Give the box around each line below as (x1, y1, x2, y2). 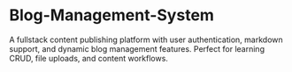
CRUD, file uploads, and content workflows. (9, 53, 168, 63)
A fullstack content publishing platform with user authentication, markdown (9, 34, 283, 45)
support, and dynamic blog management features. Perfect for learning (9, 43, 265, 54)
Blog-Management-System (9, 5, 215, 25)
